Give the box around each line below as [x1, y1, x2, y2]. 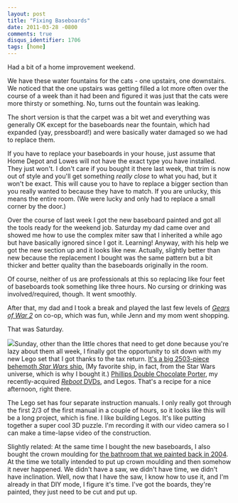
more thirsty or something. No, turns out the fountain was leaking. [7, 99, 200, 107]
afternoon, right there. [7, 385, 72, 393]
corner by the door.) [7, 202, 66, 210]
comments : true [7, 30, 53, 38]
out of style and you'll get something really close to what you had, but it [7, 172, 217, 180]
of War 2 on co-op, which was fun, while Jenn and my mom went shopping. [7, 311, 229, 319]
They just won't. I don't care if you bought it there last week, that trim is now [7, 165, 231, 172]
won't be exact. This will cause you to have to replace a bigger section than [7, 179, 229, 188]
